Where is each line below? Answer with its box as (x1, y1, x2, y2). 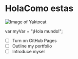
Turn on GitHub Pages (12, 37, 57, 44)
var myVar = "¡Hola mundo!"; (5, 28, 63, 34)
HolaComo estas (5, 3, 74, 14)
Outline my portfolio (12, 43, 52, 49)
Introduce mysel (12, 49, 45, 55)
